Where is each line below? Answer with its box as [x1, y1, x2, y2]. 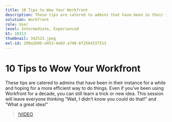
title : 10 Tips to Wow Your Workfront [5, 7, 88, 13]
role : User [5, 21, 29, 27]
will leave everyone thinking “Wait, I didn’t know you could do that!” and [5, 95, 157, 102]
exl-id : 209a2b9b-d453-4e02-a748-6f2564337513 [5, 41, 106, 46]
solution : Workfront [5, 17, 50, 22]
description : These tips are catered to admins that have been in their [5, 12, 164, 17]
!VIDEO [17, 111, 33, 117]
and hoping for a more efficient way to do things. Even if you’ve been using [5, 85, 164, 91]
